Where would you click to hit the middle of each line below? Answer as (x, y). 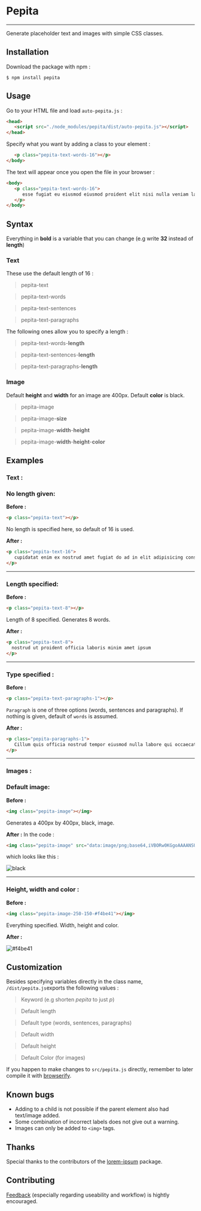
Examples (25, 461)
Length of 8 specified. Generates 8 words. (58, 620)
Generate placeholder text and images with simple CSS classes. (85, 33)
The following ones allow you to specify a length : (67, 332)
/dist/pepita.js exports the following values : (63, 988)
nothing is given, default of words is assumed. (62, 716)
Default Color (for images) (53, 1058)
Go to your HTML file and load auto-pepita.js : (64, 110)
